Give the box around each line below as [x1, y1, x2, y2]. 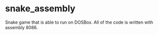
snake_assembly [5, 3, 76, 14]
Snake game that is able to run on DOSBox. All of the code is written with [5, 19, 154, 25]
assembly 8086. [5, 24, 38, 30]
